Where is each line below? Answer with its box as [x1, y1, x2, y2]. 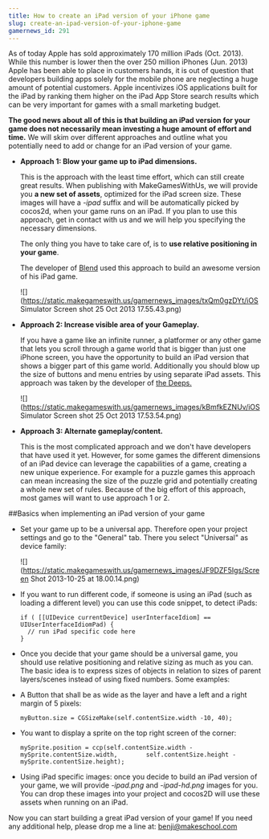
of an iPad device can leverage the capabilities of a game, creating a [19, 459, 247, 469]
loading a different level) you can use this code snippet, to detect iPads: [19, 598, 258, 608]
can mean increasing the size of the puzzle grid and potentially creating [19, 476, 258, 486]
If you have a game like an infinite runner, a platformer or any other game [19, 335, 262, 346]
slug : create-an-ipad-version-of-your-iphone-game [8, 19, 181, 27]
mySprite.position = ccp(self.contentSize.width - [19, 744, 194, 752]
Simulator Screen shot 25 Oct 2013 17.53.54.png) [19, 411, 182, 420]
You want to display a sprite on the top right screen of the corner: [19, 728, 237, 738]
